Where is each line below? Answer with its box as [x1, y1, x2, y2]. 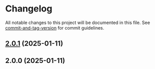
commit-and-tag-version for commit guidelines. [5, 24, 105, 30]
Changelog [5, 3, 53, 14]
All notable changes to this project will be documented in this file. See [5, 19, 150, 25]
